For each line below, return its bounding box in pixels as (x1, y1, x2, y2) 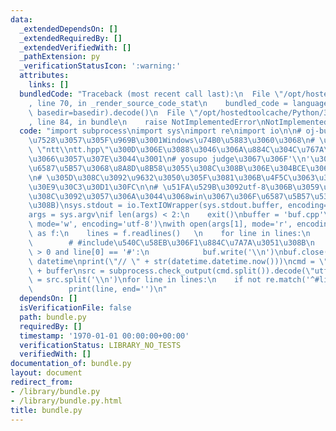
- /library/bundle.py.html (10, 396, 123, 406)
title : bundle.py (10, 405, 83, 415)
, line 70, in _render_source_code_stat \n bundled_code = (28, 98, 288, 108)
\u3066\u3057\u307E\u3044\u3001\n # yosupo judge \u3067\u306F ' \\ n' (28, 154, 311, 164)
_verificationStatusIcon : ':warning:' (19, 61, 182, 71)
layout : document (10, 368, 83, 378)
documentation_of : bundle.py (10, 359, 132, 369)
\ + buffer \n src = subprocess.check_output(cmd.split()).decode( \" (28, 266, 315, 276)
